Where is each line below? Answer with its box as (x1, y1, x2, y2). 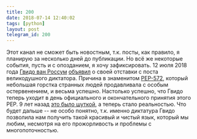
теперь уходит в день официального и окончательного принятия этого (6, 94, 191, 102)
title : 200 (6, 9, 34, 15)
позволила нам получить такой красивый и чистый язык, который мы (6, 114, 189, 121)
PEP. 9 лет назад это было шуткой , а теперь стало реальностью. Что (6, 100, 187, 108)
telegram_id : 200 (6, 32, 51, 38)
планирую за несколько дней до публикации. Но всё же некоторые (6, 55, 184, 62)
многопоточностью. (6, 127, 59, 134)
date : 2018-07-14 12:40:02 (6, 15, 75, 21)
